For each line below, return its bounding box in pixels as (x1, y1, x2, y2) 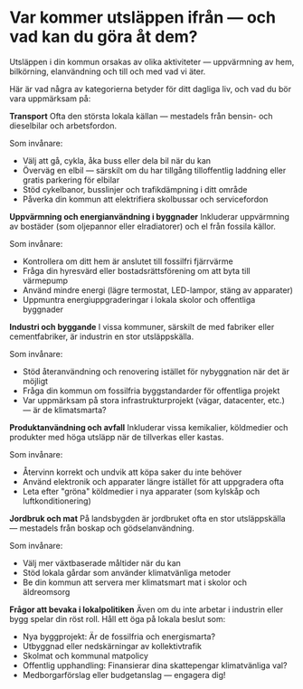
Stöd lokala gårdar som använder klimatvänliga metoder (22, 567, 232, 578)
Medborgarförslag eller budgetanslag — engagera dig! (22, 669, 226, 680)
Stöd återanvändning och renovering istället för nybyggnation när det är (22, 365, 289, 377)
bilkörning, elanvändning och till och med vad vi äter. (9, 66, 206, 77)
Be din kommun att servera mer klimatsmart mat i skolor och (22, 577, 247, 588)
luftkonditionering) (22, 496, 92, 506)
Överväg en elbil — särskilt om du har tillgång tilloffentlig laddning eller (22, 165, 287, 175)
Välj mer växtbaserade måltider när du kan (22, 557, 181, 568)
